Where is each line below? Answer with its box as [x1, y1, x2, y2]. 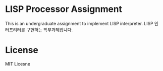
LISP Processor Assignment [5, 3, 122, 15]
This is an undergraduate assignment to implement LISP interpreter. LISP [5, 20, 154, 26]
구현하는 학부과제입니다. [26, 26, 73, 33]
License [5, 45, 39, 56]
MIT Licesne [5, 61, 31, 67]
